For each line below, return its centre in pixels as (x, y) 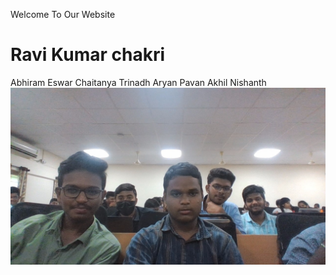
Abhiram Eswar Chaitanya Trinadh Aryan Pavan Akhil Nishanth (138, 82)
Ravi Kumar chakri (88, 55)
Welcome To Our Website (63, 14)
